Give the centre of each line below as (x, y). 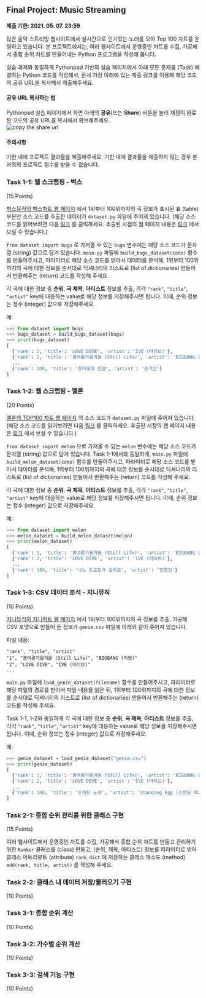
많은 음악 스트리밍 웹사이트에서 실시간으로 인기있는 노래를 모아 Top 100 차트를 (100, 39)
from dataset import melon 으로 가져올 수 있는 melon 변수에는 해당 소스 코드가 (101, 446)
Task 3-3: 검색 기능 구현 (40, 975)
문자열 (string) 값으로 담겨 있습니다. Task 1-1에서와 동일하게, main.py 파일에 (97, 454)
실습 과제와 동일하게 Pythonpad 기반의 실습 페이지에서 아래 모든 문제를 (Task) (100, 67)
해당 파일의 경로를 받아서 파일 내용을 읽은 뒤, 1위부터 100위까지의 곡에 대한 (95, 690)
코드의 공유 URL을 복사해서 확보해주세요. (61, 121)
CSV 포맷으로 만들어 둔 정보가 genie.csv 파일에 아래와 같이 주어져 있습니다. (97, 627)
